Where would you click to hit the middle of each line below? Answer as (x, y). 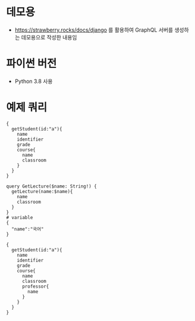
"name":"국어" (28, 229)
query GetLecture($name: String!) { (51, 186)
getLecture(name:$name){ (42, 191)
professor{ (35, 286)
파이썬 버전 (32, 64)
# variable (20, 217)
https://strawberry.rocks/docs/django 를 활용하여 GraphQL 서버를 (94, 30)
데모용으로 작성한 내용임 (49, 37)
